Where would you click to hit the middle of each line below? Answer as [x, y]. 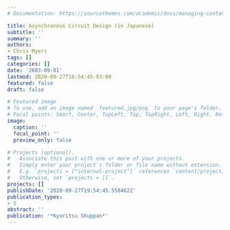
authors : [20, 45]
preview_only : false [42, 140]
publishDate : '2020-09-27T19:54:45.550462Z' [72, 190]
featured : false [30, 83]
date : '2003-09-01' [35, 70]
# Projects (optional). [41, 152]
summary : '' [24, 38]
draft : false [26, 90]
